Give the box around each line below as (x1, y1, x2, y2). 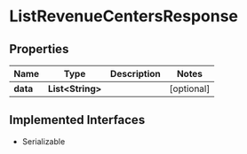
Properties (9, 42, 69, 57)
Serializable (21, 135, 66, 147)
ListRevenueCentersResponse (9, 6, 238, 27)
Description (109, 68, 162, 80)
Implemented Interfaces (9, 112, 146, 127)
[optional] (169, 82, 211, 95)
